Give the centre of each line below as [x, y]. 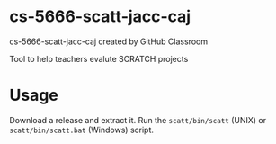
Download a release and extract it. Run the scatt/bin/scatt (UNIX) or [138, 120]
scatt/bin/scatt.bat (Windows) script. [82, 130]
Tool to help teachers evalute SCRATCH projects [99, 58]
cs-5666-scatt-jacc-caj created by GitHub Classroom [109, 41]
